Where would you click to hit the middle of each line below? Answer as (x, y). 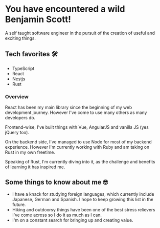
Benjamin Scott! (38, 19)
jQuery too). (17, 133)
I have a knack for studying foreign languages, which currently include (83, 194)
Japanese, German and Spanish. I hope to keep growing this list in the (83, 199)
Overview (17, 96)
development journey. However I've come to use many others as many (76, 113)
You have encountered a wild (65, 9)
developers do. (20, 118)
